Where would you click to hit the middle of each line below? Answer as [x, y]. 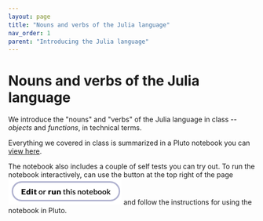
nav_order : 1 [29, 33]
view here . [25, 151]
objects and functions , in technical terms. [75, 128]
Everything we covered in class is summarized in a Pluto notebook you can [129, 143]
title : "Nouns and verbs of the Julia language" [89, 25]
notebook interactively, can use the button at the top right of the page [121, 175]
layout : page [29, 16]
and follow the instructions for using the [188, 202]
